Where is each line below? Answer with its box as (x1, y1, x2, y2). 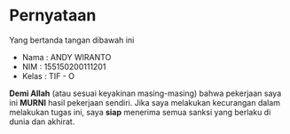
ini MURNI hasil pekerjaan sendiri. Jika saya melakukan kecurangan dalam (9, 97, 281, 107)
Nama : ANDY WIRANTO (21, 51, 112, 62)
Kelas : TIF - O (21, 70, 75, 81)
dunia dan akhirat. (9, 116, 75, 127)
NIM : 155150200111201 (21, 61, 106, 72)
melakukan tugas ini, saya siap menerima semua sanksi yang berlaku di (9, 106, 271, 117)
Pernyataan (9, 5, 97, 26)
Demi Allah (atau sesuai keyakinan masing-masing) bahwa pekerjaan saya (9, 88, 282, 99)
